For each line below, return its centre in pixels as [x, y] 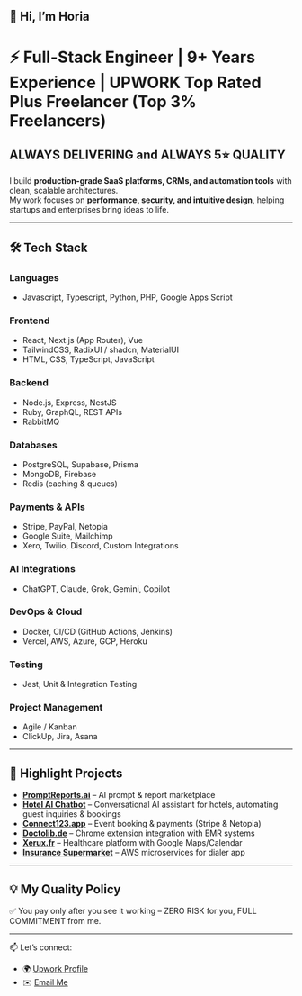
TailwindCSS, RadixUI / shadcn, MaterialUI [101, 350]
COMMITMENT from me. [55, 921]
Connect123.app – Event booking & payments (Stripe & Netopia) [142, 824]
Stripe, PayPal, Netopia [65, 527]
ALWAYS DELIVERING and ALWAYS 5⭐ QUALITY [147, 154]
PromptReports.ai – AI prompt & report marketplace [119, 795]
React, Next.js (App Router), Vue [83, 340]
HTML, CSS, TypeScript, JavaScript [88, 359]
